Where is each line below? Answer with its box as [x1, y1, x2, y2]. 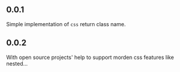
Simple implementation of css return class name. [6, 20, 126, 27]
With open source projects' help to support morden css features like [6, 54, 175, 61]
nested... [6, 60, 28, 67]
